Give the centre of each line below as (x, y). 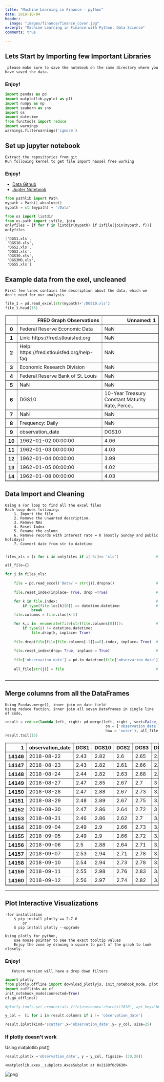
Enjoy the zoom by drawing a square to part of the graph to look (83, 944)
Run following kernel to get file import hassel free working (70, 161)
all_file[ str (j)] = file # (86, 669)
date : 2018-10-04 (23, 14)
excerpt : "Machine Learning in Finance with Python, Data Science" (75, 28)
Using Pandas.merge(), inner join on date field (55, 705)
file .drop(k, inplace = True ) (61, 633)
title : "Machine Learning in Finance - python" (54, 10)
